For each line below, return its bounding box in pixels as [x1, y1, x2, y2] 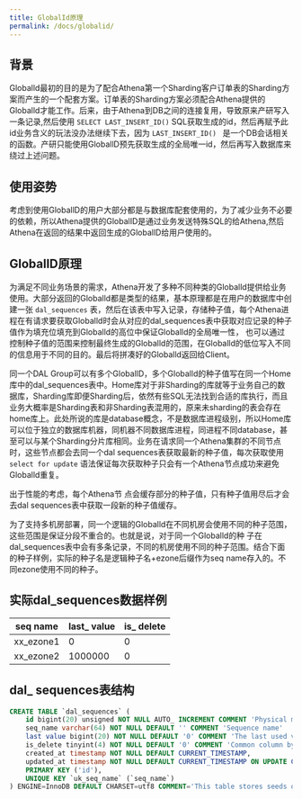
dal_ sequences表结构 [9, 683, 135, 698]
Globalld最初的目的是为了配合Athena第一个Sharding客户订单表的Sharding [9, 83, 282, 94]
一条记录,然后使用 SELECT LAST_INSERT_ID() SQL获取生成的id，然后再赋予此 [9, 116, 289, 127]
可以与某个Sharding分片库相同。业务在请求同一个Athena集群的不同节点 [16, 435, 281, 446]
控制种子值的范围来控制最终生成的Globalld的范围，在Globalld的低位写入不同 [9, 337, 291, 348]
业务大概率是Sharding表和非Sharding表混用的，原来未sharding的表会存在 [9, 401, 281, 412]
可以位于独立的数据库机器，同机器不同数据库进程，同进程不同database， [9, 424, 280, 435]
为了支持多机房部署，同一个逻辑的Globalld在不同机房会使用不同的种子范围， [9, 518, 292, 529]
